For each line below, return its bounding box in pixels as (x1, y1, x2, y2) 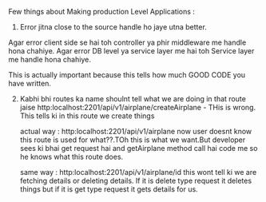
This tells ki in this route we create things (19, 111, 155, 121)
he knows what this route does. (19, 152, 124, 161)
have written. (8, 79, 52, 88)
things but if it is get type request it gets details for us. (19, 184, 198, 194)
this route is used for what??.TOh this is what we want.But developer (19, 135, 246, 145)
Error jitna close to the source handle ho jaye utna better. (19, 22, 208, 31)
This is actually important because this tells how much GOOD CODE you (8, 70, 246, 79)
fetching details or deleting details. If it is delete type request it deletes (19, 176, 252, 185)
